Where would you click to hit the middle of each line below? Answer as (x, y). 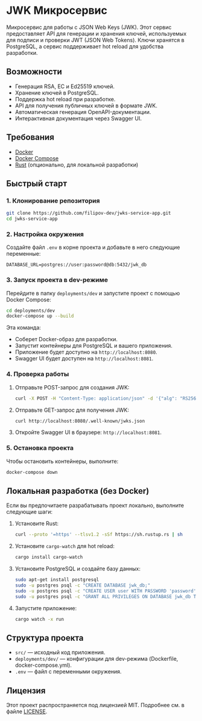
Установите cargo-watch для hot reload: (65, 546)
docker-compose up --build (40, 316)
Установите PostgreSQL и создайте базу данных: (77, 569)
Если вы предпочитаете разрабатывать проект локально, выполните (95, 505)
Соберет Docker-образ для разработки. (66, 339)
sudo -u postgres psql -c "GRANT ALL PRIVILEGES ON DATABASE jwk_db (103, 597)
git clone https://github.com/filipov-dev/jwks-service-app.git (89, 213)
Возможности (34, 72)
